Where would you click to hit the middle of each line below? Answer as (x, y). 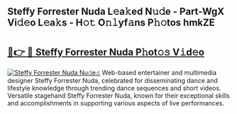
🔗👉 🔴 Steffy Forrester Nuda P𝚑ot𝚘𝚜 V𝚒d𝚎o (106, 52)
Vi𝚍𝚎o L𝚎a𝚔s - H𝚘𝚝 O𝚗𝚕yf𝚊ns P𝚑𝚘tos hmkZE (111, 23)
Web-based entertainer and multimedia (159, 73)
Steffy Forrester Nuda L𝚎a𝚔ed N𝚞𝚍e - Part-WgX (116, 12)
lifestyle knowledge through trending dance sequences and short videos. (114, 88)
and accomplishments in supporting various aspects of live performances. (116, 103)
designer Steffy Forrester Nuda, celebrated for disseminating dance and (113, 80)
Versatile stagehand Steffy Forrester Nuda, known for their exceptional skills (119, 96)
